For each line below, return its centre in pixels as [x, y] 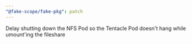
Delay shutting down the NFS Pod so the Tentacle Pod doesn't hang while [96, 28]
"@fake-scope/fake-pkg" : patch [44, 11]
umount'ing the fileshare [36, 34]
